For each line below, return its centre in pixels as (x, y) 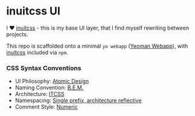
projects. (17, 34)
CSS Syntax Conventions (44, 68)
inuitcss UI (33, 11)
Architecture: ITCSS (40, 94)
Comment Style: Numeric (46, 107)
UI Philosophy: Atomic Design (52, 81)
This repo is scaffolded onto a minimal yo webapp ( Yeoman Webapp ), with (97, 46)
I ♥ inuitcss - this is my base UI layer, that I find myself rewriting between (97, 28)
